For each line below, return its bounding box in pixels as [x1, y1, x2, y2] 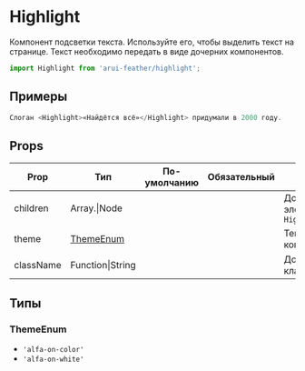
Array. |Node [70, 202, 123, 215]
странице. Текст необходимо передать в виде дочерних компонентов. [9, 45, 284, 56]
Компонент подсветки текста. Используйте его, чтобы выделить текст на [9, 36, 295, 47]
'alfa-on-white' [22, 355, 84, 364]
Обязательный [207, 171, 275, 184]
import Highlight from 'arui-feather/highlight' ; [9, 64, 202, 73]
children [14, 202, 49, 215]
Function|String [70, 259, 136, 272]
